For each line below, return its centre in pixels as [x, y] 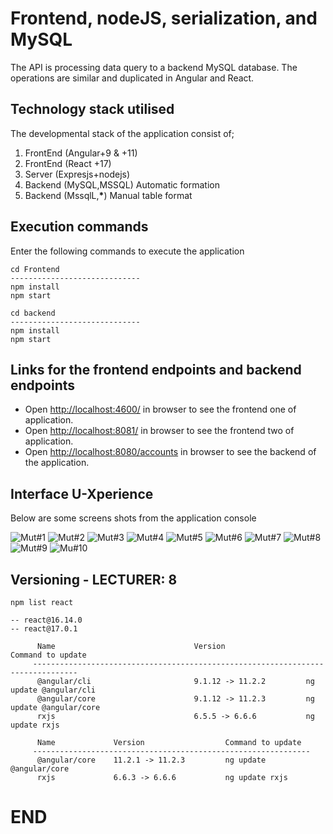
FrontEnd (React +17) [68, 163]
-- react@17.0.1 [44, 629]
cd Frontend [35, 269]
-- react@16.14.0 [46, 620]
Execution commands [79, 227]
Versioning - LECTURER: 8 [94, 579]
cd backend [33, 313]
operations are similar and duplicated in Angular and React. [132, 78]
